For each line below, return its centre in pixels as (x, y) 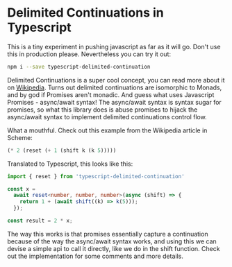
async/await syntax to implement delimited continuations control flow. (107, 117)
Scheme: (20, 137)
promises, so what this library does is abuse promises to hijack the (102, 110)
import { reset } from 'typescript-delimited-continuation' (96, 176)
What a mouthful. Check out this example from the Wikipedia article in (107, 130)
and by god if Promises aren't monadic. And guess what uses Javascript (111, 94)
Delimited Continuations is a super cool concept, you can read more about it (116, 80)
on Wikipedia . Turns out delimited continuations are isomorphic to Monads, (115, 87)
